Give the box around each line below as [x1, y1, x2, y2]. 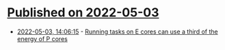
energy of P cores [16, 34, 68, 42]
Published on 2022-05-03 [7, 5, 159, 21]
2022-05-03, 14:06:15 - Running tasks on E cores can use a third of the [16, 27, 218, 36]
